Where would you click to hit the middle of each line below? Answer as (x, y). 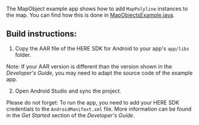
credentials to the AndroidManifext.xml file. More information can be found (99, 109)
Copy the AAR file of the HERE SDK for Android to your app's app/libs (102, 48)
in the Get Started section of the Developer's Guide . (71, 115)
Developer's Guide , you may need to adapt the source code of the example (99, 73)
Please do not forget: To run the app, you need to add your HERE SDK (93, 102)
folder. (23, 55)
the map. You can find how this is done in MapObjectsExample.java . (90, 15)
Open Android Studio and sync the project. (68, 91)
